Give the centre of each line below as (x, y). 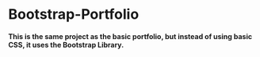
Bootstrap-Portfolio (74, 14)
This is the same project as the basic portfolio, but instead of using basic (130, 36)
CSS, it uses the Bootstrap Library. (66, 45)
